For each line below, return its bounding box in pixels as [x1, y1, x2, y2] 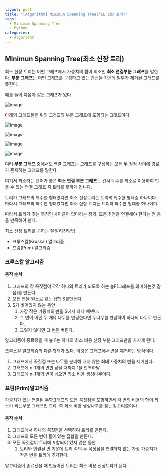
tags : [5, 16, 16, 21]
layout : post [5, 7, 32, 12]
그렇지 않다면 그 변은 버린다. [19, 327, 74, 333]
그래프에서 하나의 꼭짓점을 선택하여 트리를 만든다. [12, 427, 108, 433]
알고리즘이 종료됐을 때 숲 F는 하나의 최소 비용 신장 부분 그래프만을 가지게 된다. [5, 337, 156, 343]
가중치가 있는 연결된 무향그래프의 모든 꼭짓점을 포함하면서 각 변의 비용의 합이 [5, 397, 154, 403]
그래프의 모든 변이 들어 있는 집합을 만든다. [12, 433, 93, 439]
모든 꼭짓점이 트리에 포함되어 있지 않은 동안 [12, 440, 96, 446]
